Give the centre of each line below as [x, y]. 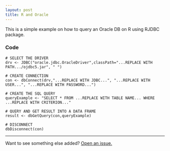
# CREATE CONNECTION [27, 76]
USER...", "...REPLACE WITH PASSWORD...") [51, 85]
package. [15, 34]
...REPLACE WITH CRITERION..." [38, 102]
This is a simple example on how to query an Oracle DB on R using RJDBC [82, 29]
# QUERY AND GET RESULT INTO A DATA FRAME [51, 111]
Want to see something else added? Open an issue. [59, 143]
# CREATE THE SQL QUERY [30, 93]
